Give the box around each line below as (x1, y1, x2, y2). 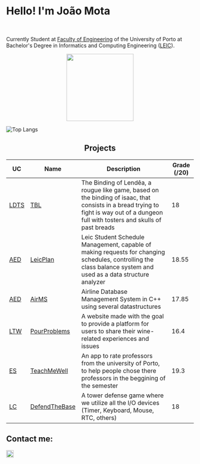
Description (107, 164, 141, 173)
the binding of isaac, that (81, 193, 151, 201)
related (81, 334, 101, 343)
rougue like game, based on (81, 186, 160, 194)
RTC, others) (81, 413, 117, 422)
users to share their (81, 327, 136, 335)
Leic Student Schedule (81, 233, 145, 241)
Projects (84, 143, 116, 153)
